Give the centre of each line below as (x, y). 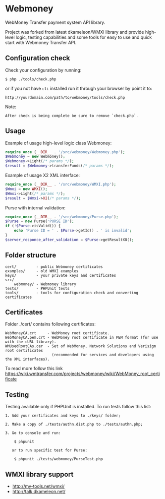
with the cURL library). (31, 342)
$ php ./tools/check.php (31, 79)
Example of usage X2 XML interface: (43, 175)
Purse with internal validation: (35, 208)
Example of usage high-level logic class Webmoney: (58, 143)
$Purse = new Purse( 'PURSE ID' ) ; (40, 221)
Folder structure (31, 255)
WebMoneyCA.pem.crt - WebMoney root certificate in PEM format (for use (82, 338)
